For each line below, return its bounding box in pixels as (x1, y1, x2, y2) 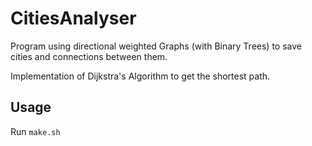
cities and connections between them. (10, 50, 168, 62)
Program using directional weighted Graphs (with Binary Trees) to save (10, 40, 302, 52)
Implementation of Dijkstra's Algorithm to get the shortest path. (10, 70, 271, 82)
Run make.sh (10, 125, 61, 137)
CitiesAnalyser (10, 7, 137, 30)
